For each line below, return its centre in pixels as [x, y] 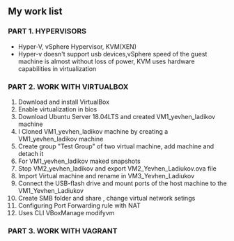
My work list [35, 11]
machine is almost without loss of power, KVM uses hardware [106, 61]
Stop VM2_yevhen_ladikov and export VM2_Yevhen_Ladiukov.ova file [117, 168]
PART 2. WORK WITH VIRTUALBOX [68, 86]
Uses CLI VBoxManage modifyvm [66, 212]
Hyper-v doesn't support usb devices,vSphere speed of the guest [112, 54]
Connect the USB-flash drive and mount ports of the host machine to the [122, 183]
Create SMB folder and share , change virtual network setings [107, 198]
